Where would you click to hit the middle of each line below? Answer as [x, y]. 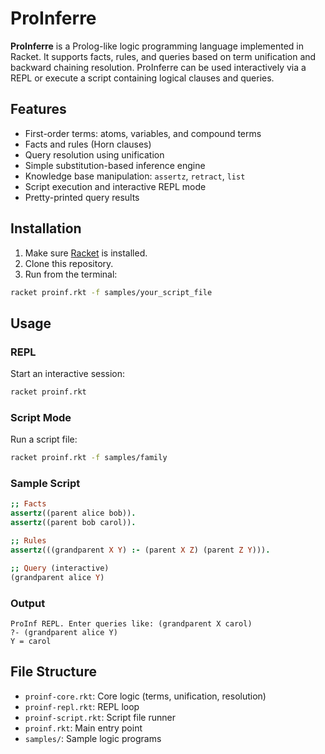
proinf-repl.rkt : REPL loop [82, 706]
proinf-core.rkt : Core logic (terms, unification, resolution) [145, 696]
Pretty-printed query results [82, 197]
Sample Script [45, 484]
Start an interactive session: [68, 374]
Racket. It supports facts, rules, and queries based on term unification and [163, 56]
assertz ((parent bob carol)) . [73, 523]
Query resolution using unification [94, 154]
